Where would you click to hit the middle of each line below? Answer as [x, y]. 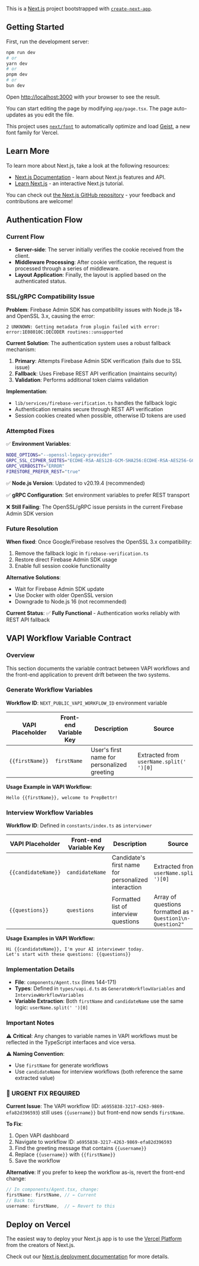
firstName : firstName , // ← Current [51, 1195]
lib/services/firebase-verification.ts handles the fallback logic [96, 403]
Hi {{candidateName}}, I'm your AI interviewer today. [75, 949]
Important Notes [30, 1023]
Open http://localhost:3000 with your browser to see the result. [84, 97]
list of [119, 907]
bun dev [16, 86]
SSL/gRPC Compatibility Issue [50, 296]
